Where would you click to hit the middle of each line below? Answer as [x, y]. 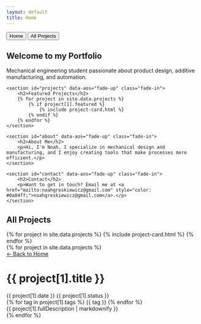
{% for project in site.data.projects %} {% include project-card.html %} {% [100, 235]
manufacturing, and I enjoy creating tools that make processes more [97, 153]
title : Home [21, 18]
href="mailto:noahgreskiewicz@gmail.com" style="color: [79, 190]
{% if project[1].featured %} [67, 105]
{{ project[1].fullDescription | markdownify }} [62, 309]
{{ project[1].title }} [56, 279]
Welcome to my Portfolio [54, 56]
